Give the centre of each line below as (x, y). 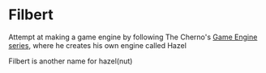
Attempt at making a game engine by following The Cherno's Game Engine (133, 37)
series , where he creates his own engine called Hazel (97, 45)
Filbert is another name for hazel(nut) (71, 61)
